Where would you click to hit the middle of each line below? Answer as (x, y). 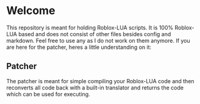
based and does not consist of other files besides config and (95, 34)
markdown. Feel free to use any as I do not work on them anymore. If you (98, 40)
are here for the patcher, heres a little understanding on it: (79, 47)
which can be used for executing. (48, 94)
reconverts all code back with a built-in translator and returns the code (95, 87)
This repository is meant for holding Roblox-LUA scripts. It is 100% (90, 28)
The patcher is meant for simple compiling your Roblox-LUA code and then (100, 81)
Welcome (31, 11)
